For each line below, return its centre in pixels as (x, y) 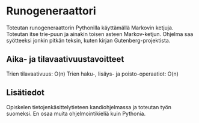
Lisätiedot (26, 93)
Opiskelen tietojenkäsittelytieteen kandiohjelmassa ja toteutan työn (89, 107)
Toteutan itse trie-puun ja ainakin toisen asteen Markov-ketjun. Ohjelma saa (100, 34)
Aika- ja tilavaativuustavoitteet (65, 59)
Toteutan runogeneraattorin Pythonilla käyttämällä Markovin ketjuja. (90, 28)
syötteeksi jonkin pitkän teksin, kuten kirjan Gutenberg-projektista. (88, 40)
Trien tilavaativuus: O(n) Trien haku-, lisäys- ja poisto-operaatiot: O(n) (93, 74)
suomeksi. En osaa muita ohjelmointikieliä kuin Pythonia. (76, 113)
